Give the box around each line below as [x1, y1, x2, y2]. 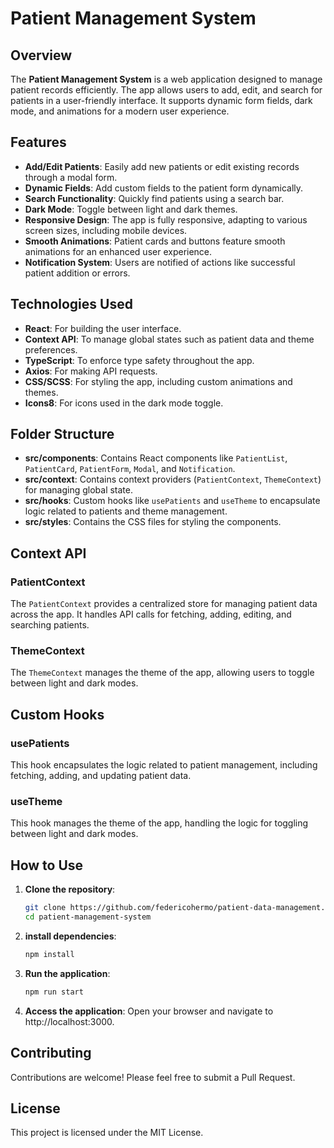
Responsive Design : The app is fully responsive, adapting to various [24, 213, 308, 226]
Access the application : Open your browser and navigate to [24, 1005, 274, 1017]
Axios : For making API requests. [24, 365, 158, 377]
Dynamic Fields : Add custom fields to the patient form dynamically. [24, 182, 304, 194]
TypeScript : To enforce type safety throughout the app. [24, 354, 255, 366]
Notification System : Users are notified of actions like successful [24, 256, 296, 268]
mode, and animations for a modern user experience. [10, 105, 230, 117]
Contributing [10, 1045, 92, 1062]
